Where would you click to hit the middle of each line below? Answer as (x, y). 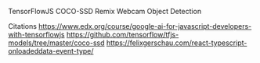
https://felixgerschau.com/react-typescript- (177, 43)
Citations (23, 26)
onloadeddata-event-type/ (51, 51)
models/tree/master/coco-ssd (56, 43)
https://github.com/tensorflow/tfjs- (123, 35)
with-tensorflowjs (36, 35)
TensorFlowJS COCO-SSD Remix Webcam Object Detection (105, 11)
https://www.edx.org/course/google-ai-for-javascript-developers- (145, 26)
